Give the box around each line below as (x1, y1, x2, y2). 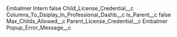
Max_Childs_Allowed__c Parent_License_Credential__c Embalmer (6, 18, 168, 25)
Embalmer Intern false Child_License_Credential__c (6, 5, 134, 12)
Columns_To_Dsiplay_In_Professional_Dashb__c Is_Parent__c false (6, 11, 172, 18)
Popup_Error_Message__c (6, 24, 71, 31)
